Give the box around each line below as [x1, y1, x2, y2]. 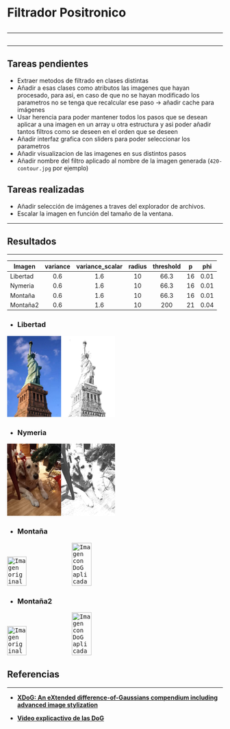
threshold [153, 262, 181, 270]
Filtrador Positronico [7, 5, 127, 21]
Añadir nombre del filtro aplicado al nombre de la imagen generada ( [16, 157, 210, 165]
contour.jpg [16, 165, 51, 172]
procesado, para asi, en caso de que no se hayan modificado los [16, 91, 200, 99]
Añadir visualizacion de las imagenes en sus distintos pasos [16, 149, 187, 157]
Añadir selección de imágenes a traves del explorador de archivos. [16, 202, 205, 210]
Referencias [7, 669, 60, 680]
